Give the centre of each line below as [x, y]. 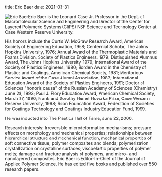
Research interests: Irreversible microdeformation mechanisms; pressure [78, 128]
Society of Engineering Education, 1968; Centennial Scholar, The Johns [77, 47]
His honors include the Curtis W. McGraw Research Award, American [74, 41]
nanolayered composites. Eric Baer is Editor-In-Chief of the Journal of [75, 159]
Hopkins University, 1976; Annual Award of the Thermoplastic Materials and [81, 52]
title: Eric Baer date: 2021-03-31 [37, 7]
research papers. [22, 169]
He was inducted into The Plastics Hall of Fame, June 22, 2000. [69, 118]
